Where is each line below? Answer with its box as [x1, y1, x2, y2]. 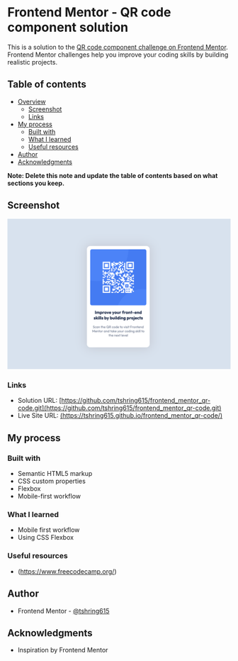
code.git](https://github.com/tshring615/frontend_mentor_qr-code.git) [17, 404, 222, 412]
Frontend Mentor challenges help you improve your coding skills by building [7, 50, 229, 59]
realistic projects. [7, 57, 58, 66]
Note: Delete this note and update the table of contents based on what [7, 171, 218, 179]
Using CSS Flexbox [17, 533, 74, 542]
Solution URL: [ [17, 396, 62, 405]
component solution [7, 19, 129, 35]
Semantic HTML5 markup [17, 470, 93, 478]
